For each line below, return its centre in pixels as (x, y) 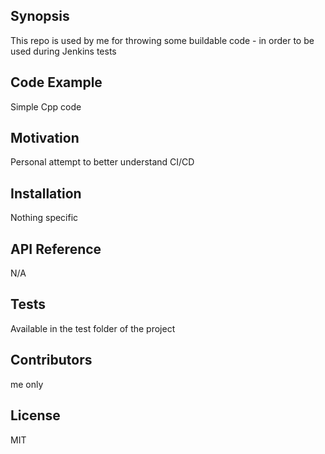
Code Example (56, 82)
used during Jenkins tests (63, 51)
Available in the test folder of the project (93, 328)
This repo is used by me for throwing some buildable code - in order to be (162, 40)
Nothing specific (44, 218)
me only (27, 384)
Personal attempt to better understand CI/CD (102, 162)
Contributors (51, 360)
